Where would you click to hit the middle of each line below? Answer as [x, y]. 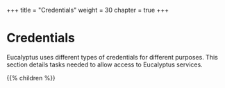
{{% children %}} [31, 78]
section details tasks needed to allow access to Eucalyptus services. [105, 64]
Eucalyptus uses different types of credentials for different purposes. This [112, 57]
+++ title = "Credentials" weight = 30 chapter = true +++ [88, 10]
